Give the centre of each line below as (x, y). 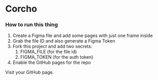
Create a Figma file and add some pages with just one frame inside (83, 35)
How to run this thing (32, 25)
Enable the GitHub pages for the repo (52, 63)
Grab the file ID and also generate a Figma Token (64, 41)
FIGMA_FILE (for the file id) (49, 52)
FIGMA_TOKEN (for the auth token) (57, 57)
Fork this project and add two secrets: (52, 47)
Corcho (21, 9)
